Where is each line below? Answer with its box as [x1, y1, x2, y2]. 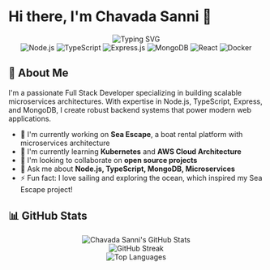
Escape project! [19, 184, 73, 194]
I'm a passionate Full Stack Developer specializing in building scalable [8, 88, 242, 97]
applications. [8, 114, 51, 123]
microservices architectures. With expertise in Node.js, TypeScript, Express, [8, 96, 263, 106]
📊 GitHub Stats [8, 209, 88, 223]
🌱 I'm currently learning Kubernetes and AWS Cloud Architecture [19, 146, 242, 156]
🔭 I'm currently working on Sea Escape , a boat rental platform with [19, 129, 243, 139]
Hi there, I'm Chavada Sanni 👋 [8, 7, 212, 26]
